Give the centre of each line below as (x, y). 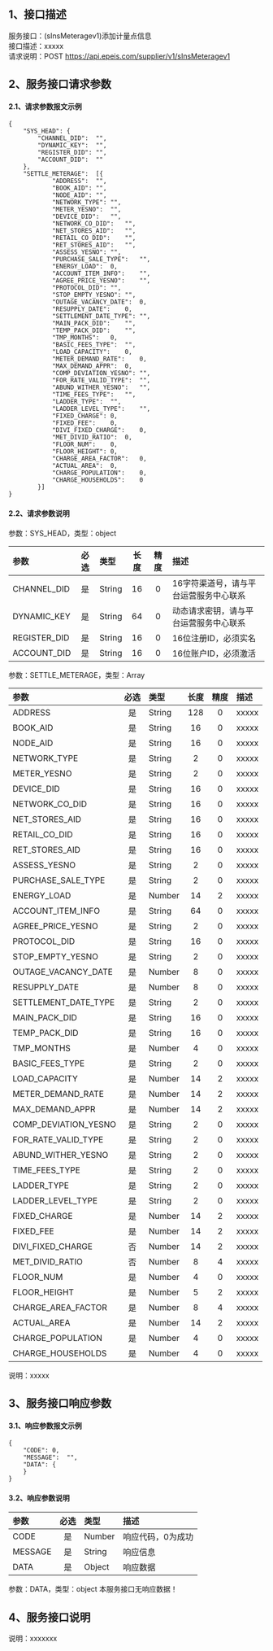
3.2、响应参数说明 (39, 1498)
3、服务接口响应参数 (60, 1403)
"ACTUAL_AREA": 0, (84, 466)
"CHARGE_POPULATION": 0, (100, 473)
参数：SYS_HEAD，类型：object (63, 533)
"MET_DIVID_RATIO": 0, (92, 438)
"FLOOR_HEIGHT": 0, (84, 452)
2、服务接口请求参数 (60, 84)
